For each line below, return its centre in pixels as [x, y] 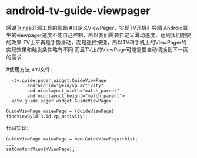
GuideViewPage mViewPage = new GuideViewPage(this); [72, 139]
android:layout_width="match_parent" [73, 91]
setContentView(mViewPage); [41, 149]
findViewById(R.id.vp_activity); [47, 116]
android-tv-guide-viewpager [78, 11]
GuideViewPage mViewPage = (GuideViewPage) [60, 111]
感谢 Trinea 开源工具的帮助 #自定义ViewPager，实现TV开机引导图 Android [95, 28]
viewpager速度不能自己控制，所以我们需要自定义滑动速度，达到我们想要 [104, 35]
